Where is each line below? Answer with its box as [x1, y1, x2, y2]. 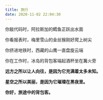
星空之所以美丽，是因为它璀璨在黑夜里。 [5, 79, 88, 85]
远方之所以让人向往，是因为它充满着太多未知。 [5, 68, 101, 74]
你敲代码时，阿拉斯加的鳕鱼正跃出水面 [5, 26, 83, 32]
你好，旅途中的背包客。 [5, 89, 53, 95]
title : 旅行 [5, 7, 28, 12]
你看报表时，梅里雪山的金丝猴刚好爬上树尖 [5, 37, 92, 43]
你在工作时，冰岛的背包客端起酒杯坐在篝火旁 [5, 57, 97, 63]
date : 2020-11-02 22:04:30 [5, 12, 61, 17]
